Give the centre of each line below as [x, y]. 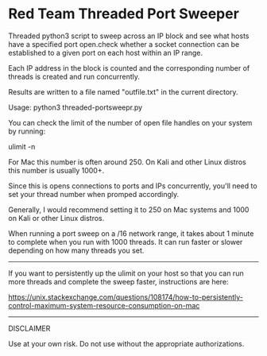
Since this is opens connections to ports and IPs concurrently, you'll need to [133, 186]
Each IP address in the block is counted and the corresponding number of [129, 68]
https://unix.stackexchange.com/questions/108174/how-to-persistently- [126, 297]
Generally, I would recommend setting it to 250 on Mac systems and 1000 [129, 209]
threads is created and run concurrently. [74, 76]
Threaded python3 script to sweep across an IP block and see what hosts [129, 36]
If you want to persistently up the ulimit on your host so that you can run [126, 273]
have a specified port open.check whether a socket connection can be [124, 44]
